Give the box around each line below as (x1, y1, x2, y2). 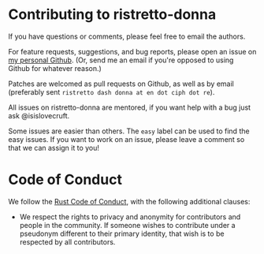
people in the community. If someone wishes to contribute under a (19, 220, 236, 230)
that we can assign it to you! (8, 143, 100, 152)
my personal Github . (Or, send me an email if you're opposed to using (8, 55, 234, 65)
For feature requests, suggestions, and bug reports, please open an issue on (8, 47, 257, 56)
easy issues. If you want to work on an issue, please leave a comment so (8, 134, 245, 144)
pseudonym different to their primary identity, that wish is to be (19, 229, 225, 238)
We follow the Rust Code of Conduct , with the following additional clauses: (8, 196, 251, 206)
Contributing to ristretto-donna (8, 6, 217, 24)
